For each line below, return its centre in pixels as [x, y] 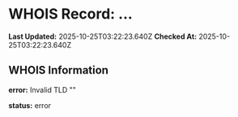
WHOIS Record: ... [71, 14]
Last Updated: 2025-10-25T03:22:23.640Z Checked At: [102, 36]
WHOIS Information [59, 71]
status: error [30, 105]
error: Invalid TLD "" [42, 90]
